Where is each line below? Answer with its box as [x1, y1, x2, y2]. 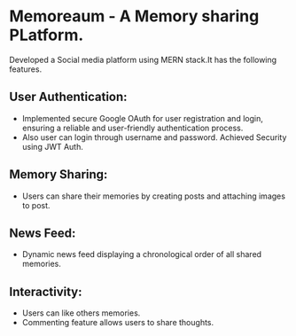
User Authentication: [9, 90, 128, 105]
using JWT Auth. [21, 141, 84, 152]
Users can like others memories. [21, 308, 141, 318]
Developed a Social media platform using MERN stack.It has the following [9, 54, 277, 65]
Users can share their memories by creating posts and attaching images [21, 191, 286, 201]
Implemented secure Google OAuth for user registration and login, [21, 113, 263, 123]
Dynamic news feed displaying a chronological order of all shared [21, 249, 262, 260]
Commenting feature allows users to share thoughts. [21, 317, 214, 328]
